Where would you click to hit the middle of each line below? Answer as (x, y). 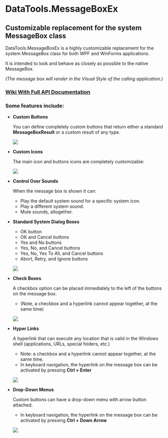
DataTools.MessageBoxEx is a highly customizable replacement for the (80, 48)
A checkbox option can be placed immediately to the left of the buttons (87, 288)
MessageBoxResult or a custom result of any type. (66, 132)
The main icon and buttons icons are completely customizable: (78, 162)
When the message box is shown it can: (54, 191)
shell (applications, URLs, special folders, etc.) (61, 344)
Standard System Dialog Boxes (46, 222)
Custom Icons (28, 152)
